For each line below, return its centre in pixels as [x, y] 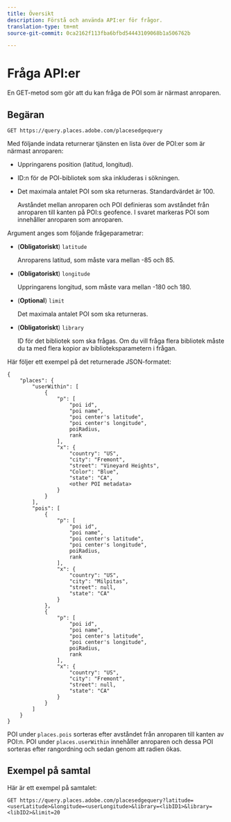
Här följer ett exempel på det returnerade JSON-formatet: [89, 362]
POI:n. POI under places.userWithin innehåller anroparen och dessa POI [110, 742]
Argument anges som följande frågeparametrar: [75, 233]
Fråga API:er [44, 73]
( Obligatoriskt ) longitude [53, 273]
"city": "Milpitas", [99, 581]
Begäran [26, 114]
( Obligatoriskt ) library [51, 327]
